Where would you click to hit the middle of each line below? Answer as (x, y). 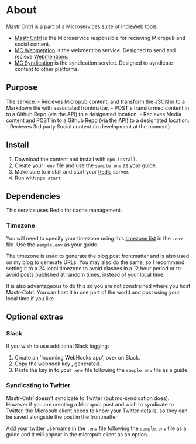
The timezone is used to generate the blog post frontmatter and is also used (98, 256)
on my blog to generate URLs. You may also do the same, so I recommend (95, 262)
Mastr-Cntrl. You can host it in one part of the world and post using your (93, 292)
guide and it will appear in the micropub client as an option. (78, 434)
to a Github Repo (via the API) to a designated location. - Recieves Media (94, 114)
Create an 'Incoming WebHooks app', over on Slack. (77, 358)
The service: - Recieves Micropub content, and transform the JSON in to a (96, 101)
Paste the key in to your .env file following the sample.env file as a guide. (102, 370)
